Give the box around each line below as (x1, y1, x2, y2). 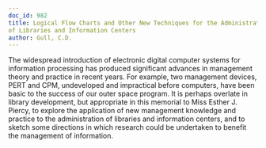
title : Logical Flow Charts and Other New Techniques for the (8, 19, 218, 27)
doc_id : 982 (8, 11, 47, 20)
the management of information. (8, 131, 113, 141)
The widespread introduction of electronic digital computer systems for (8, 55, 241, 65)
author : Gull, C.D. (8, 33, 73, 42)
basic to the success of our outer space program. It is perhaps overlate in (8, 89, 248, 99)
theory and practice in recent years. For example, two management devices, (8, 72, 257, 82)
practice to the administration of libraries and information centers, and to (8, 114, 245, 123)
